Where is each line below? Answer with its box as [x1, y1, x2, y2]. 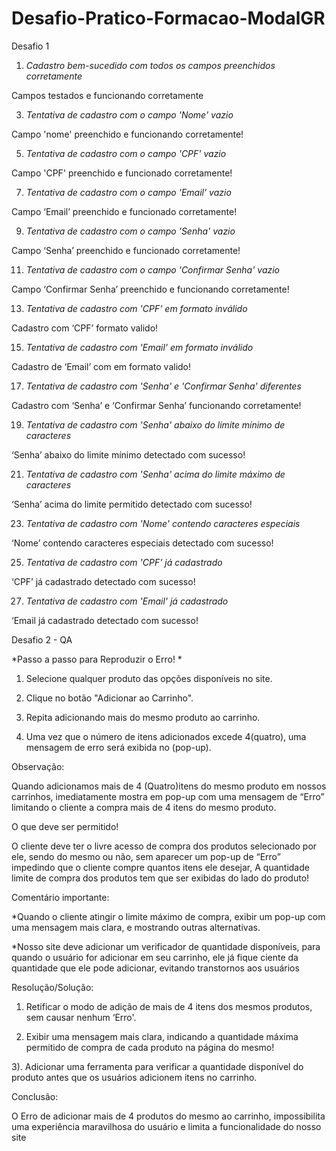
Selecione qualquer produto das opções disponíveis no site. [25, 672, 273, 684]
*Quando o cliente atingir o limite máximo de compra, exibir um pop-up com [11, 910, 326, 922]
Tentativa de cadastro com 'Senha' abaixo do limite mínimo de [25, 418, 286, 431]
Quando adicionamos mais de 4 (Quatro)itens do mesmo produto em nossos [11, 780, 327, 792]
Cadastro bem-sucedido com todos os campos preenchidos [25, 59, 276, 71]
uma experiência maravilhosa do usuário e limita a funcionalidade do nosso [11, 1120, 322, 1132]
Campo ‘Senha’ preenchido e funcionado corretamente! [11, 244, 241, 256]
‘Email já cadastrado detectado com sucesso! [11, 614, 199, 626]
